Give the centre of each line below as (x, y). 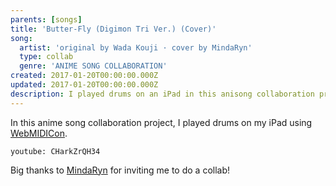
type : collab (46, 57)
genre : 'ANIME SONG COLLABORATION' (93, 66)
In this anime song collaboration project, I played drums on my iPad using (161, 122)
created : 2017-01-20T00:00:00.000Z (84, 76)
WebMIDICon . (39, 133)
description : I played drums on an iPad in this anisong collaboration (162, 94)
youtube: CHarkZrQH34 (55, 151)
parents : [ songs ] (46, 19)
